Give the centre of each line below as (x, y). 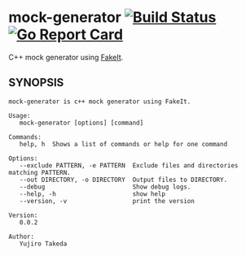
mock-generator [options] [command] (81, 123)
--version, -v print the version (107, 201)
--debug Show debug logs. (105, 187)
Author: (22, 236)
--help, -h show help (92, 194)
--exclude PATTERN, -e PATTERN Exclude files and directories (129, 165)
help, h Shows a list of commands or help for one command (123, 144)
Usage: (20, 115)
